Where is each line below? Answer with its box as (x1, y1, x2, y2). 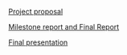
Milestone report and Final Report (8, 22, 120, 31)
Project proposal (8, 7, 63, 16)
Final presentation (8, 37, 68, 47)
